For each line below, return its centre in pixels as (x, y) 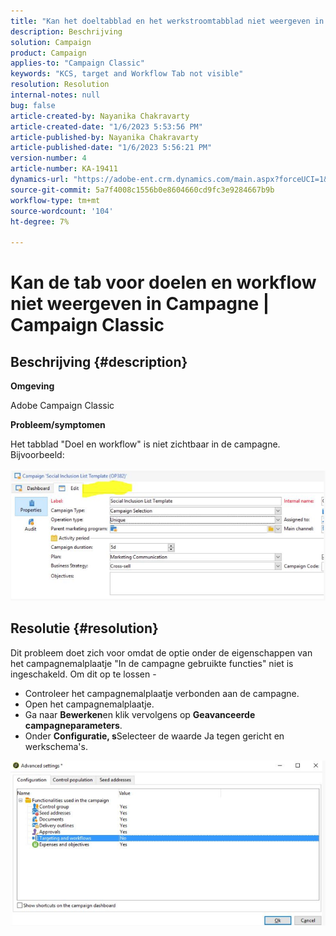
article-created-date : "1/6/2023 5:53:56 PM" (106, 126)
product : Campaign (48, 53)
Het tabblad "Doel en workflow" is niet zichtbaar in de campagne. (145, 444)
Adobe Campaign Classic (62, 406)
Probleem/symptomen (58, 425)
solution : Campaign (51, 42)
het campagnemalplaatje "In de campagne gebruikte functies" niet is (152, 663)
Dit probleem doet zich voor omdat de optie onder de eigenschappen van (161, 652)
